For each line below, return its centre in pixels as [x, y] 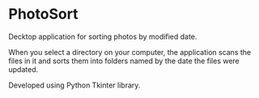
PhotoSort [43, 14]
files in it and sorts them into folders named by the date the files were [124, 61]
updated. [23, 69]
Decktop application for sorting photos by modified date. [103, 36]
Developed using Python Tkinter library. [74, 85]
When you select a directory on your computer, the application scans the [130, 52]
